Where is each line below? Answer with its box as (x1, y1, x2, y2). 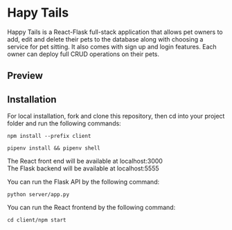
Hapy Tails (7, 5, 69, 21)
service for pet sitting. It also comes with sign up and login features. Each (7, 42, 217, 51)
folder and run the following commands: (7, 119, 121, 127)
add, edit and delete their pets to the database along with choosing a (7, 35, 204, 43)
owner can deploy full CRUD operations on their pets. (7, 50, 159, 58)
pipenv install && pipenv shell (7, 145, 100, 152)
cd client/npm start (7, 217, 67, 224)
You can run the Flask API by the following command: (7, 178, 160, 186)
